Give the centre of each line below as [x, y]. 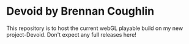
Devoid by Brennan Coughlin [80, 11]
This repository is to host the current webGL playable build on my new [95, 28]
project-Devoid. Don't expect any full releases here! [71, 34]
